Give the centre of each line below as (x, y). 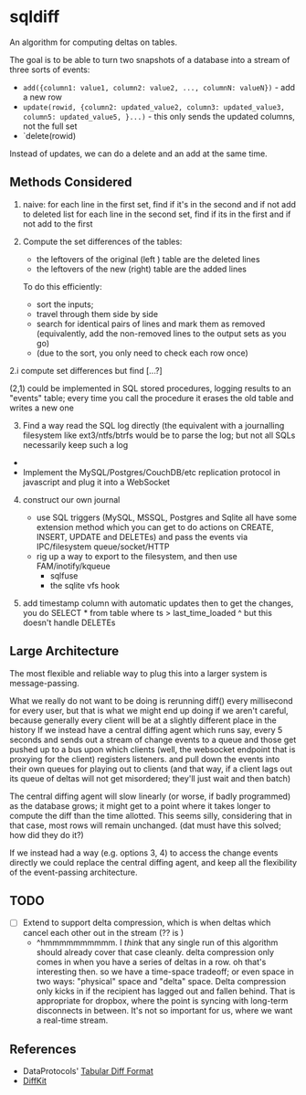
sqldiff (35, 17)
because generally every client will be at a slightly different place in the (143, 720)
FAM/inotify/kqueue (74, 566)
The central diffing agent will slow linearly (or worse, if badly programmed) (150, 796)
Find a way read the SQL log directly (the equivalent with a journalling (153, 425)
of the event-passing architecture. (74, 872)
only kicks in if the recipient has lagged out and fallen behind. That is (166, 991)
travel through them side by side (97, 314)
